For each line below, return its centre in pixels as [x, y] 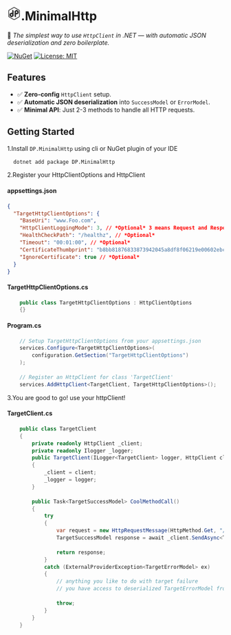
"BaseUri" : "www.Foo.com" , [58, 221]
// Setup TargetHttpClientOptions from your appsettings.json [110, 341]
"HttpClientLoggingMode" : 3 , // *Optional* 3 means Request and [113, 228]
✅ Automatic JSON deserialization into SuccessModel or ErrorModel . [114, 102]
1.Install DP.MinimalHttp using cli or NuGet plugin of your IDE [92, 148]
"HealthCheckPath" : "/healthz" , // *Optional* [87, 236]
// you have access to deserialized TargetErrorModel [135, 589]
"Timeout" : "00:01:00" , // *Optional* [75, 243]
